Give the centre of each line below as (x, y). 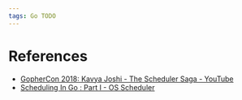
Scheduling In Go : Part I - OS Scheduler (87, 87)
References (48, 56)
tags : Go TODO (32, 16)
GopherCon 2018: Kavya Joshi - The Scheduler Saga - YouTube (127, 79)
